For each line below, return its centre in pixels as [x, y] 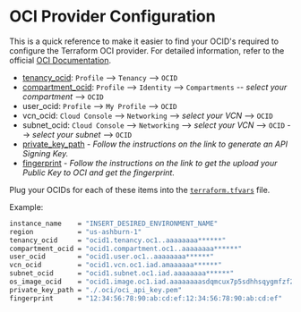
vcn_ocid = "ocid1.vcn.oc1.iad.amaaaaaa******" [116, 266]
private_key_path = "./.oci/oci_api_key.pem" [95, 290]
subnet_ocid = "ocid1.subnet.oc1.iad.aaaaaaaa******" [122, 274]
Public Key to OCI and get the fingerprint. [98, 173]
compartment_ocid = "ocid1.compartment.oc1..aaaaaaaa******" [126, 249]
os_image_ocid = [46, 282]
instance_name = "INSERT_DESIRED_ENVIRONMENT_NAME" [114, 223]
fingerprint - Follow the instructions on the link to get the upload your [150, 163]
